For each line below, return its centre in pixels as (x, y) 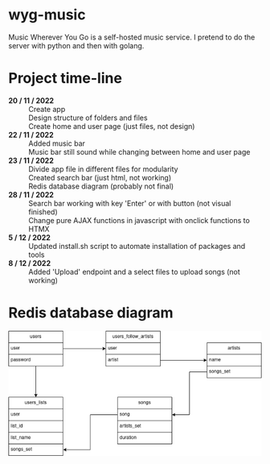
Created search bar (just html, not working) (100, 177)
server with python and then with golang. (76, 45)
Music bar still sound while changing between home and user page (139, 151)
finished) (43, 212)
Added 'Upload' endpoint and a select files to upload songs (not (135, 271)
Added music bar (57, 143)
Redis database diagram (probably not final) (101, 186)
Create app (47, 109)
